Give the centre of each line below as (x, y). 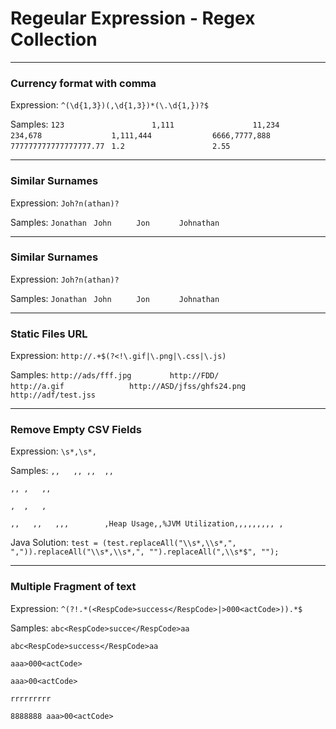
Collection (54, 39)
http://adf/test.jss (53, 395)
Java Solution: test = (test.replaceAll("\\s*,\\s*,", (123, 543)
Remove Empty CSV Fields (76, 430)
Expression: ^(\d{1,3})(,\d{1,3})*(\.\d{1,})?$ (109, 105)
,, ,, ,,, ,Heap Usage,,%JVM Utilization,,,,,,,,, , (147, 524)
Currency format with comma (83, 83)
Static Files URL (49, 334)
